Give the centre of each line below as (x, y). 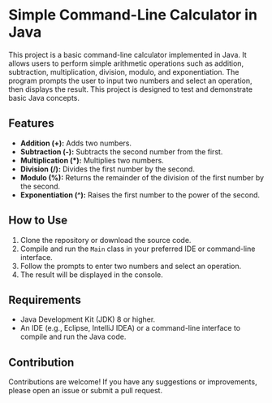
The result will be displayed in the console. (92, 275)
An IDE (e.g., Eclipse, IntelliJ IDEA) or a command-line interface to (130, 328)
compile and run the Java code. (73, 337)
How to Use (38, 221)
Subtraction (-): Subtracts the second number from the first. (121, 151)
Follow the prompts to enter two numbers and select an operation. (131, 266)
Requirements (45, 299)
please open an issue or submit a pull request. (86, 391)
